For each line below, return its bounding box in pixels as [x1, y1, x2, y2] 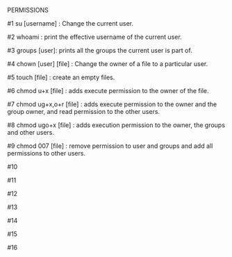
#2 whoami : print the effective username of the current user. [7, 33, 182, 41]
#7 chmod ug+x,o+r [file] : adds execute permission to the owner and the [7, 100, 217, 108]
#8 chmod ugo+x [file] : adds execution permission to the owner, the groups [7, 121, 226, 129]
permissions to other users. [7, 149, 85, 157]
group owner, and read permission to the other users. [7, 108, 160, 115]
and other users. [7, 128, 54, 136]
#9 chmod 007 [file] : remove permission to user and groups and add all [7, 142, 213, 150]
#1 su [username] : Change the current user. [7, 19, 134, 27]
